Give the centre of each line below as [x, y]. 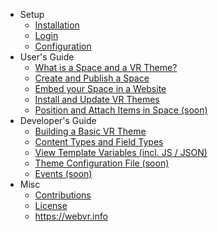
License [51, 205]
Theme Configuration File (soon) [102, 163]
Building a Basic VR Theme [90, 131]
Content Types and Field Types [99, 142]
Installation [57, 25]
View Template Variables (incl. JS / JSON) [121, 152]
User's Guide [47, 57]
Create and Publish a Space [92, 78]
